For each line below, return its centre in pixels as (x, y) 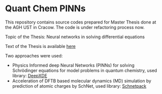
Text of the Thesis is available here (40, 46)
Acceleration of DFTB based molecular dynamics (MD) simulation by (82, 81)
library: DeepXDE (30, 75)
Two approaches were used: (34, 56)
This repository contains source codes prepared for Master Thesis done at (81, 22)
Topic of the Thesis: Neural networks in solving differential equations (75, 37)
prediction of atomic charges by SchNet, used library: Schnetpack (79, 86)
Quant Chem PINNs (46, 9)
